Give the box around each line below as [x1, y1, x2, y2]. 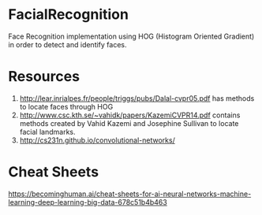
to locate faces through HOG [19, 102, 114, 111]
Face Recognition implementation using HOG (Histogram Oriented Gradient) [8, 32, 255, 41]
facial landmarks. [19, 127, 77, 136]
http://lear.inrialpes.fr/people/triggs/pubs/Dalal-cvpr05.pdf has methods [19, 93, 255, 103]
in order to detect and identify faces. [8, 39, 128, 49]
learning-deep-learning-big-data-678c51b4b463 [8, 197, 167, 206]
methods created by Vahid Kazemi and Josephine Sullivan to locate [19, 118, 239, 128]
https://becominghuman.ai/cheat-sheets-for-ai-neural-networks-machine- [8, 189, 252, 198]
